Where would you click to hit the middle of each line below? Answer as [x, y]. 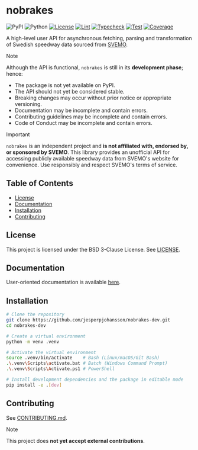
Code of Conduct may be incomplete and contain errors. [83, 123]
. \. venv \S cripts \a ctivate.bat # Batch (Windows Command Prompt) [87, 364]
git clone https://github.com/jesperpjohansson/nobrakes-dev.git [88, 320]
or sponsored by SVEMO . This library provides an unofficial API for [88, 152]
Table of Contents [40, 183]
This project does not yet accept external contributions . [75, 441]
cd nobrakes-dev [26, 325]
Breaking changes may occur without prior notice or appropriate [93, 98]
